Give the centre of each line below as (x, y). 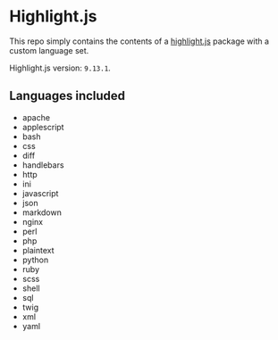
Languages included (67, 96)
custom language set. (49, 50)
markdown (42, 212)
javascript (40, 193)
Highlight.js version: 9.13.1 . (60, 68)
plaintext (38, 250)
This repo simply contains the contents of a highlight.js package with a (139, 41)
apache (36, 117)
